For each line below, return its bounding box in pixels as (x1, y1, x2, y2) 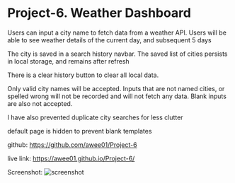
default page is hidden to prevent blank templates (7, 126, 152, 135)
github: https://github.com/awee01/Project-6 (7, 140, 137, 149)
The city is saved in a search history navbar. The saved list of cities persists (7, 49, 228, 58)
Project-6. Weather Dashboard (7, 5, 191, 21)
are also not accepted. (7, 99, 73, 107)
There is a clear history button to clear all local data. (7, 71, 159, 79)
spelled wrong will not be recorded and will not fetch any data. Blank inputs (7, 92, 227, 100)
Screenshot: (7, 167, 43, 176)
